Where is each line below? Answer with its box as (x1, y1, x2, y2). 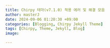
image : (5, 31, 19, 36)
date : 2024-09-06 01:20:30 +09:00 (5, 17, 79, 22)
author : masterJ (5, 12, 40, 17)
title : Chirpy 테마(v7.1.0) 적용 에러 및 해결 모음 (5, 7, 105, 13)
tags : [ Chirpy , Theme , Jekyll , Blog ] (5, 26, 85, 31)
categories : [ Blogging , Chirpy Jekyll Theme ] (5, 21, 103, 27)
